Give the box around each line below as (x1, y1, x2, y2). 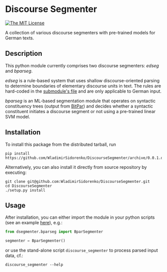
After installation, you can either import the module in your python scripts (5, 214, 155, 220)
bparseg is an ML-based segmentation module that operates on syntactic (5, 98, 156, 104)
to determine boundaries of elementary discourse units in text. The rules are (5, 83, 162, 89)
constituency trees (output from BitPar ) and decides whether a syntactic (5, 103, 153, 109)
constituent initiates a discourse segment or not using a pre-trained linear (5, 108, 156, 114)
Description (5, 49, 42, 58)
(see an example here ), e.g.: (5, 220, 63, 226)
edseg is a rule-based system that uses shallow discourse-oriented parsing (5, 77, 160, 83)
